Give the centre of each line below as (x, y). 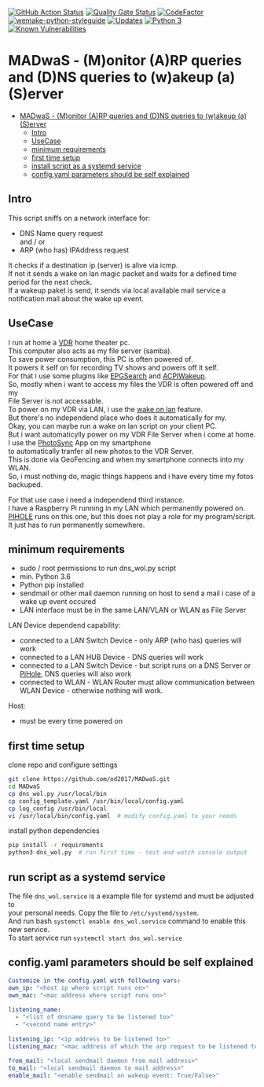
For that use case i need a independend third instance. (96, 499)
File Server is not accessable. (56, 400)
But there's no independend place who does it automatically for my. (117, 418)
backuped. (26, 485)
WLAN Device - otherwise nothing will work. (91, 691)
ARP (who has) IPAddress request (74, 250)
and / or (32, 241)
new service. (29, 929)
